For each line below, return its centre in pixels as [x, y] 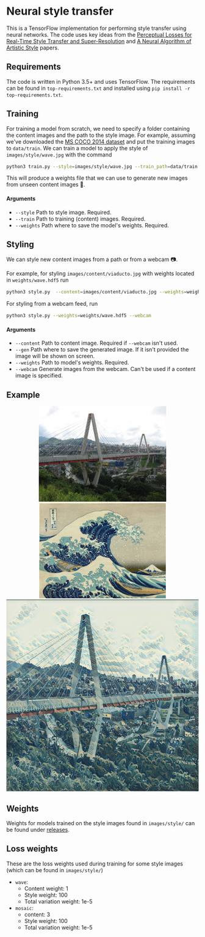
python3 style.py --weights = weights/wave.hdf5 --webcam [79, 316]
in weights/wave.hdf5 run [38, 280]
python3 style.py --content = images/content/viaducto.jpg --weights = [97, 292]
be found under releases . [38, 830]
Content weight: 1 [46, 888]
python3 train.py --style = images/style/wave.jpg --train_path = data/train [102, 166]
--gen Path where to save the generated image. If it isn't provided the [102, 350]
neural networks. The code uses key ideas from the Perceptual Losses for [99, 34]
